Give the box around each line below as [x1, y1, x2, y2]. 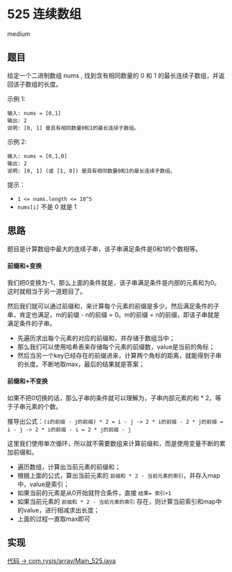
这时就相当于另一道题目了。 [7, 287, 87, 295]
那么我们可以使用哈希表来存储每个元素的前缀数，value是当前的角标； [17, 343, 215, 351]
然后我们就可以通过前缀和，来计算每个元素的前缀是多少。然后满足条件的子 [7, 302, 220, 310]
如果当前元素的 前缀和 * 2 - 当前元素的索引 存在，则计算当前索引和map [17, 497, 216, 505]
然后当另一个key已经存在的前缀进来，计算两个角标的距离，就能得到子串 [17, 351, 222, 359]
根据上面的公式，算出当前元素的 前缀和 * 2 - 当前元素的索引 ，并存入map [17, 471, 220, 479]
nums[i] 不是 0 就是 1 [17, 202, 78, 211]
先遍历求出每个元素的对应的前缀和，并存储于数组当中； [17, 333, 175, 342]
